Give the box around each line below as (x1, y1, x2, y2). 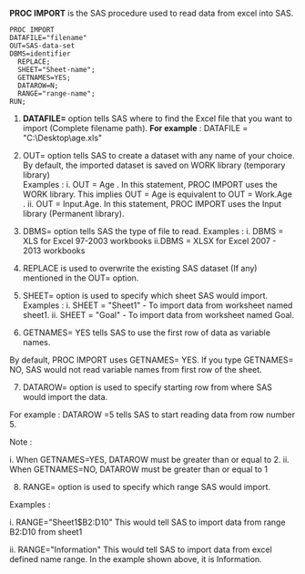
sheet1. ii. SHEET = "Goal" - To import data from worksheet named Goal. (22, 310, 294, 320)
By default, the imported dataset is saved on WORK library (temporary (22, 159, 286, 170)
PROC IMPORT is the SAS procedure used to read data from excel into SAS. (9, 8, 294, 18)
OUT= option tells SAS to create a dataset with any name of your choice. (22, 150, 295, 160)
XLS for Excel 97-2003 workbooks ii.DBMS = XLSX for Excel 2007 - (22, 236, 277, 246)
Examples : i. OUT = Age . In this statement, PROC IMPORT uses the (22, 179, 278, 190)
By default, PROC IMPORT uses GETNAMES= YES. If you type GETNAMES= (9, 354, 294, 365)
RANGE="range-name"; (17, 89, 96, 98)
